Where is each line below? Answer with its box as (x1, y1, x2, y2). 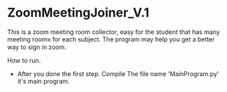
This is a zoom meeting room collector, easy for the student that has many (7, 28, 221, 36)
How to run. (7, 56, 41, 64)
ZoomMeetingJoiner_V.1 (7, 5, 150, 21)
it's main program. (17, 77, 70, 85)
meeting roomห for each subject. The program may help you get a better (7, 35, 215, 43)
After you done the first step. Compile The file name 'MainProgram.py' (17, 69, 219, 77)
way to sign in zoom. (7, 43, 67, 51)
